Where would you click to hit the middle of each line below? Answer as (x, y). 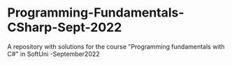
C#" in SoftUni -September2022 (53, 54)
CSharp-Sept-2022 (65, 27)
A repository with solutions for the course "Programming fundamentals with (116, 46)
